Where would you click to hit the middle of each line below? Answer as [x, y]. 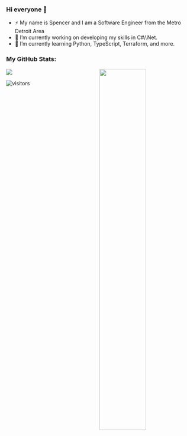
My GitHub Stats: [31, 59]
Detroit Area [29, 31]
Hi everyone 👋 [27, 9]
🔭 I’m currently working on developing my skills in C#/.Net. [86, 37]
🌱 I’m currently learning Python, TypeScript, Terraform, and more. [95, 44]
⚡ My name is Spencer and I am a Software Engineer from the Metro [98, 23]
